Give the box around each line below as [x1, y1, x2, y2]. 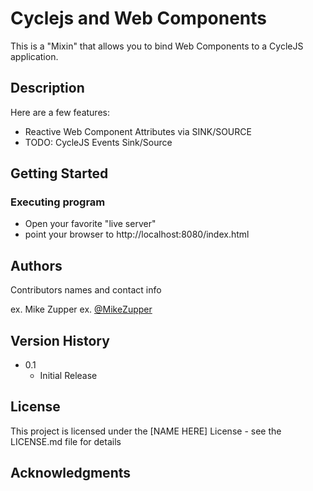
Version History [10, 332, 110, 349]
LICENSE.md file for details [10, 435, 122, 447]
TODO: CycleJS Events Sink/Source [24, 136, 173, 148]
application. [10, 50, 59, 62]
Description [10, 80, 85, 97]
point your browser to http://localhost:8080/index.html [24, 228, 250, 241]
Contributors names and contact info [10, 284, 162, 296]
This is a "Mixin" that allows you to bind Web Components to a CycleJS [10, 40, 304, 52]
